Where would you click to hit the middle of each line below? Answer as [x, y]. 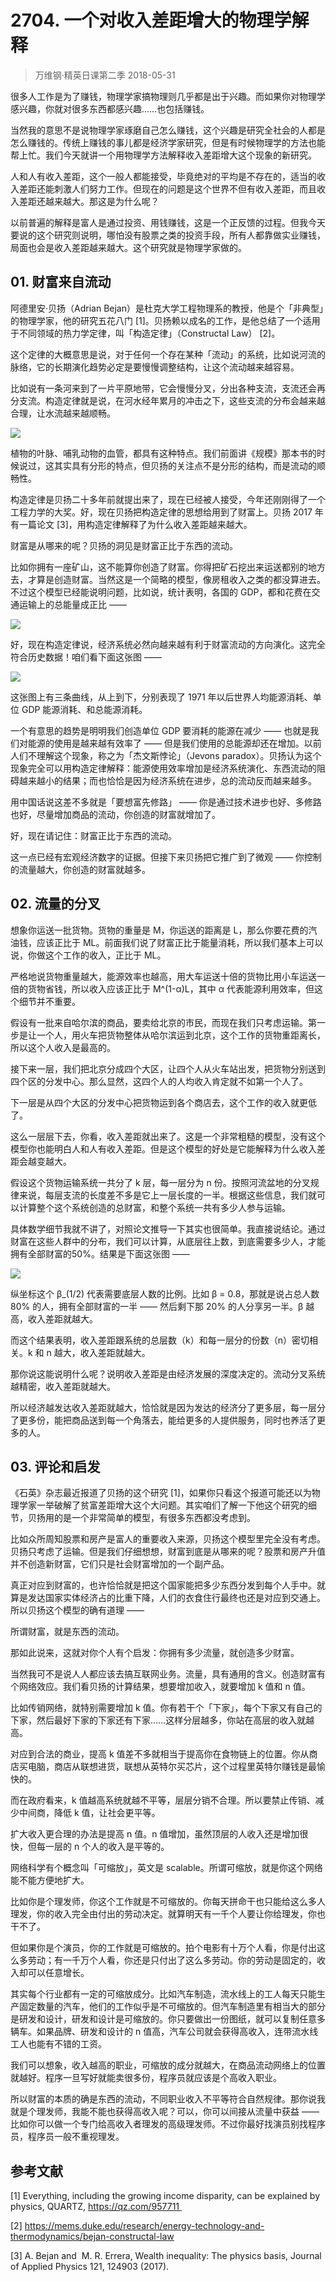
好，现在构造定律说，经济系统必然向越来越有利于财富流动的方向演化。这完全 [168, 644]
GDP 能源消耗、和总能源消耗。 [84, 709]
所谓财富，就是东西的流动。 [67, 1632]
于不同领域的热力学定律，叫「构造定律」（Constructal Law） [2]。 [145, 333]
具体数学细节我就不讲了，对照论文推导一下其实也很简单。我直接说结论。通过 [168, 1228]
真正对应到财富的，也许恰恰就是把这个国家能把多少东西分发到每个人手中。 [163, 1585]
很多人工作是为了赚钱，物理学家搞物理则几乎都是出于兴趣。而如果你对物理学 [168, 96]
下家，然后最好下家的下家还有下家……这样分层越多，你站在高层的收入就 [158, 1720]
